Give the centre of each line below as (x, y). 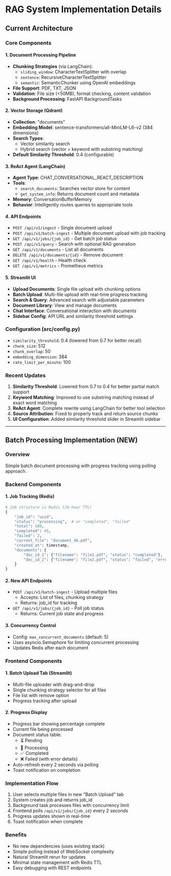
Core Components (28, 43)
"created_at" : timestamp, (42, 545)
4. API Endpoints (23, 216)
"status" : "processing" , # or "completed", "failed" (73, 522)
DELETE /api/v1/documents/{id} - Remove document (68, 255)
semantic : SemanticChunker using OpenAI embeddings (78, 82)
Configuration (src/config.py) (43, 329)
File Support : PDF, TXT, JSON (44, 88)
